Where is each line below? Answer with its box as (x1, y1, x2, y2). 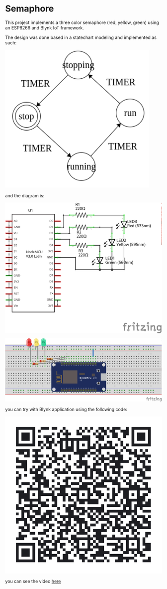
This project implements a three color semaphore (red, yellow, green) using (5, 19, 159, 25)
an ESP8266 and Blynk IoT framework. (5, 24, 84, 30)
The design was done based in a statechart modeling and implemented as (5, 34, 157, 40)
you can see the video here (5, 578, 61, 584)
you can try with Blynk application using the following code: (5, 406, 128, 412)
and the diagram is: (5, 192, 45, 198)
